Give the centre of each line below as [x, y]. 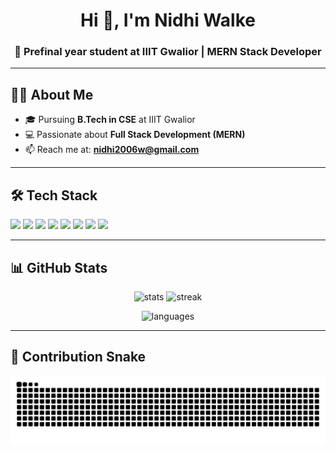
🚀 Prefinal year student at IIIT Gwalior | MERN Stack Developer [168, 52]
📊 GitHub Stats [59, 267]
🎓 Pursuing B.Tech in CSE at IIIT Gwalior [110, 120]
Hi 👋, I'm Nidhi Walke [168, 20]
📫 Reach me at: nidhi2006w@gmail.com [112, 150]
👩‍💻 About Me [52, 94]
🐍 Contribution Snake [78, 357]
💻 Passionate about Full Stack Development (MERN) [135, 135]
